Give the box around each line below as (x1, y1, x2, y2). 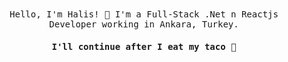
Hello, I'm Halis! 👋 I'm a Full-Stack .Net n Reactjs (9, 9, 279, 20)
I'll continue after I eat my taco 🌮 (51, 41, 237, 52)
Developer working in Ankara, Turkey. (49, 19, 239, 30)
